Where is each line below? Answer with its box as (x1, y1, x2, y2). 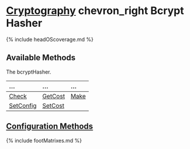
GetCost (42, 92, 65, 100)
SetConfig (9, 101, 37, 109)
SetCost (42, 101, 64, 109)
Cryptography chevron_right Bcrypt (6, 4, 184, 18)
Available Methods (6, 53, 76, 63)
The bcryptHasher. (6, 68, 51, 75)
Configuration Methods (6, 122, 94, 131)
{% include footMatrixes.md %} (6, 137, 82, 144)
